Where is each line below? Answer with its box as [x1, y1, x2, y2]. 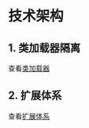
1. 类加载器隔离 [8, 41, 81, 55]
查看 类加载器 [8, 64, 50, 73]
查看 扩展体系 [8, 111, 50, 121]
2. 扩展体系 [8, 88, 62, 103]
